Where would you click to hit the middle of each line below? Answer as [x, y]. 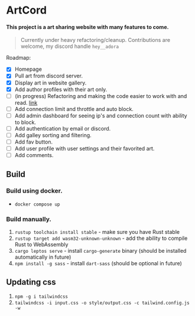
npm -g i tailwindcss [41, 297]
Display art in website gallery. [51, 83]
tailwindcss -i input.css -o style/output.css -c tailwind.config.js [102, 303]
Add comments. [34, 155]
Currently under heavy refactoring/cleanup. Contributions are [95, 40]
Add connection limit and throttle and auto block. [74, 109]
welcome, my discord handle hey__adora [70, 46]
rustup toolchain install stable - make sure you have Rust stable [97, 232]
